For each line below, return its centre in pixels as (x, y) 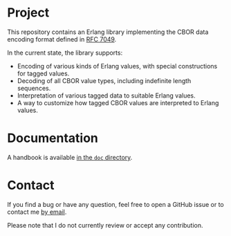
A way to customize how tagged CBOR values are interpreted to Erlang (118, 102)
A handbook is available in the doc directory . (70, 157)
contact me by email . (37, 212)
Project (28, 13)
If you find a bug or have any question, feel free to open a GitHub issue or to (115, 204)
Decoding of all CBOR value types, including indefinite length (104, 80)
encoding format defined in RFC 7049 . (62, 39)
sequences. (34, 88)
